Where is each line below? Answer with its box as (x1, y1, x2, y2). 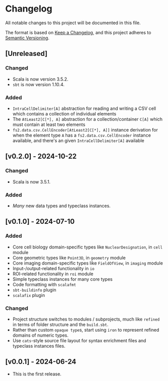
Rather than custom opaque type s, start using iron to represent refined (12, 327, 159, 333)
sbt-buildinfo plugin (12, 287, 57, 293)
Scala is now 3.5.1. (12, 178, 51, 184)
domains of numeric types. (12, 332, 69, 338)
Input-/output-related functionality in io (12, 265, 95, 271)
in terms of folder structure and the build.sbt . (12, 321, 108, 328)
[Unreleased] (5, 49, 48, 58)
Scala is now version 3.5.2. (12, 76, 69, 82)
